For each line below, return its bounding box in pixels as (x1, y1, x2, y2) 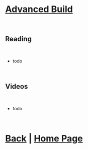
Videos (5, 82, 28, 91)
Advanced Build (5, 4, 73, 15)
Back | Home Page (5, 132, 83, 144)
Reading (5, 35, 32, 43)
